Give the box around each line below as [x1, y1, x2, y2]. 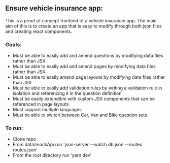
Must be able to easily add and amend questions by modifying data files [12, 53, 163, 59]
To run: [5, 124, 24, 132]
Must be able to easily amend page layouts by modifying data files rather [12, 74, 165, 80]
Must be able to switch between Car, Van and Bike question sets [12, 112, 147, 118]
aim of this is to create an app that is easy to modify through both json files [5, 23, 162, 29]
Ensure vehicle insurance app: [5, 4, 103, 13]
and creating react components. [5, 28, 73, 35]
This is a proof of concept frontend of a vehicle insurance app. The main [5, 17, 157, 23]
